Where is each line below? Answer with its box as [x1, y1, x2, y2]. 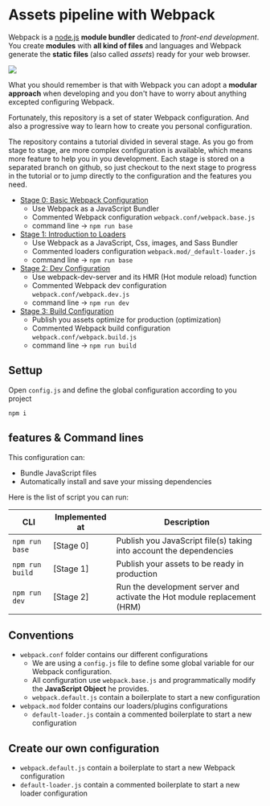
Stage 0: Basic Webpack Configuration [19, 195, 149, 204]
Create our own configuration [8, 742, 160, 755]
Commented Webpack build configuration [31, 323, 171, 333]
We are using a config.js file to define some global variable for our [31, 658, 255, 668]
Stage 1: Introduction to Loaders [19, 229, 126, 239]
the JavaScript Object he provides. [31, 684, 149, 693]
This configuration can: [8, 452, 86, 462]
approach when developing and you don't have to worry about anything [8, 88, 247, 98]
